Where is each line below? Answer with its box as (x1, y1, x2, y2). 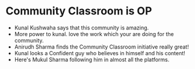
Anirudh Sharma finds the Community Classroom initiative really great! (14, 43, 189, 50)
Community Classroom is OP (5, 4, 152, 18)
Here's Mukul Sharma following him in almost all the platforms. (14, 56, 170, 63)
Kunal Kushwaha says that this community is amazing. (14, 24, 149, 31)
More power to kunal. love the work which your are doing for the (14, 30, 174, 37)
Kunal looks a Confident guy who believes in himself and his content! (14, 49, 186, 56)
